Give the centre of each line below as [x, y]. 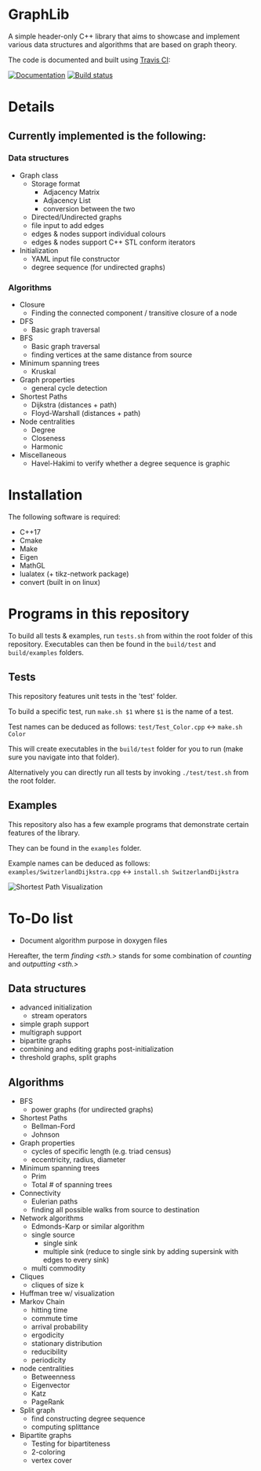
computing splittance [65, 1427]
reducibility [49, 1352]
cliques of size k [58, 1285]
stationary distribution [67, 1344]
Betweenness [53, 1377]
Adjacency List [67, 200]
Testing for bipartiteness [71, 1443]
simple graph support [54, 1024]
